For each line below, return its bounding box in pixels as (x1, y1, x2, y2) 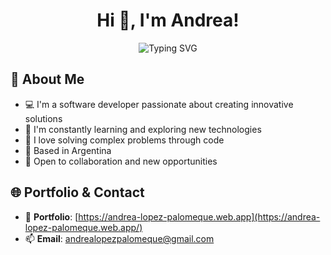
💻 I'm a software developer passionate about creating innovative (24, 98, 294, 110)
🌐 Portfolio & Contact (10, 184, 145, 201)
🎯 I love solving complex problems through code (24, 134, 225, 146)
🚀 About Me (10, 71, 85, 88)
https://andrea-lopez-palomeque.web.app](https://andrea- (78, 210, 321, 223)
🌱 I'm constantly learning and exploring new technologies (24, 123, 262, 135)
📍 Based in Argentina (24, 144, 112, 156)
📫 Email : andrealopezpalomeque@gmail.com (24, 232, 215, 244)
